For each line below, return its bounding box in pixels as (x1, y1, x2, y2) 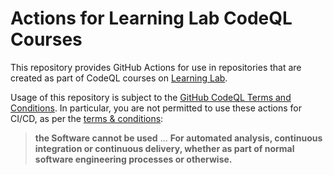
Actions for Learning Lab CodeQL (10, 7, 293, 30)
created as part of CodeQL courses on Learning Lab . (10, 72, 228, 84)
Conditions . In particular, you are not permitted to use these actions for (10, 102, 303, 114)
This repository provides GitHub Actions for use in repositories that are (10, 61, 302, 73)
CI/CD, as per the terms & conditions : (10, 112, 164, 124)
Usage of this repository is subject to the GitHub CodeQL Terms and (10, 91, 292, 103)
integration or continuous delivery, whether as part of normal (34, 142, 295, 154)
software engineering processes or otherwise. (34, 153, 233, 165)
